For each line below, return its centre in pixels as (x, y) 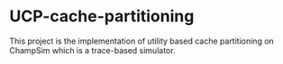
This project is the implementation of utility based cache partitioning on (142, 41)
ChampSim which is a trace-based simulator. (92, 50)
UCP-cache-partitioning (102, 16)
